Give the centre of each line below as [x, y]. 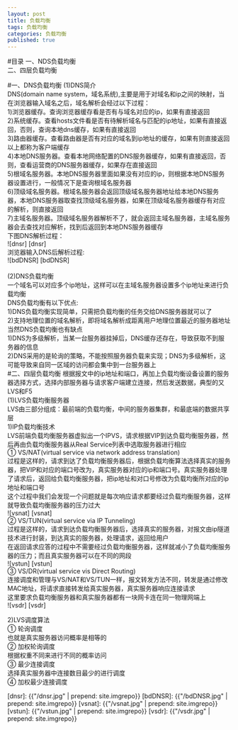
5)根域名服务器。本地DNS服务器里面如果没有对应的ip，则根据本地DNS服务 [116, 174]
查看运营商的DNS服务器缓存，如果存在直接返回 [88, 165]
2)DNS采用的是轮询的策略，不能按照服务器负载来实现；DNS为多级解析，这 [117, 356]
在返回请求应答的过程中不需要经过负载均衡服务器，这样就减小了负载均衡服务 [119, 547]
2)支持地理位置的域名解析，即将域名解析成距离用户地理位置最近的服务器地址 [119, 320]
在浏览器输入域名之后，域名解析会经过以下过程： [79, 103]
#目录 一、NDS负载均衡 [42, 62]
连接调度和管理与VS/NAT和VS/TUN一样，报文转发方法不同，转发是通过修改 [118, 580]
